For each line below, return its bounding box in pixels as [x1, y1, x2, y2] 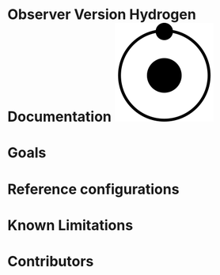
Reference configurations [7, 180, 180, 198]
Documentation [7, 108, 112, 126]
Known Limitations [7, 216, 134, 234]
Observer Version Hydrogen [7, 6, 197, 24]
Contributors [7, 252, 94, 270]
